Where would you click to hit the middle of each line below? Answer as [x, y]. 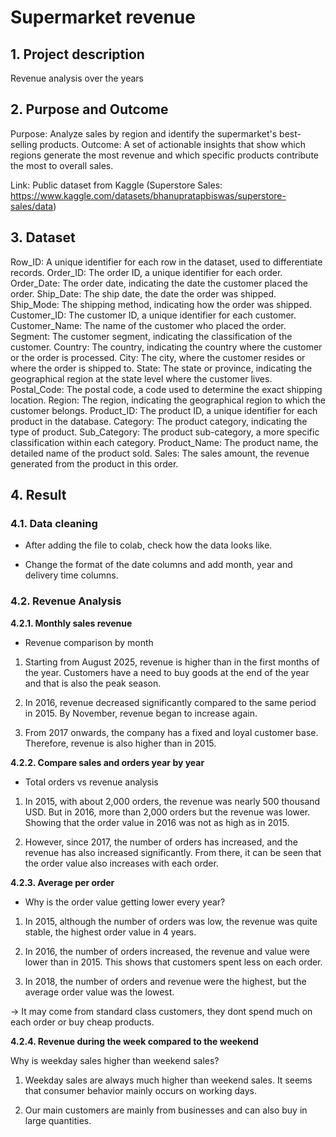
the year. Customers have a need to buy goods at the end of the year [167, 672]
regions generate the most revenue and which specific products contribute [165, 155]
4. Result [38, 495]
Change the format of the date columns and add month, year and [158, 565]
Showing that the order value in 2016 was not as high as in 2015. [157, 822]
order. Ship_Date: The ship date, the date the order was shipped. [143, 293]
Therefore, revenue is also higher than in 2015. [120, 743]
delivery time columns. [71, 575]
